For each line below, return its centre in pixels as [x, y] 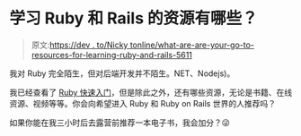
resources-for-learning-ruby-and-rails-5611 [112, 55]
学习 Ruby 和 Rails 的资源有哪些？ [133, 18]
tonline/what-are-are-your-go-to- [192, 45]
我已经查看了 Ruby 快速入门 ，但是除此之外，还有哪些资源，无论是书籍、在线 [151, 92]
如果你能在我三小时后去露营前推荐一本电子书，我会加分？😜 [120, 123]
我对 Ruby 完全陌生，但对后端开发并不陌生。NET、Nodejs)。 [122, 73]
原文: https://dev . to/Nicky [80, 45]
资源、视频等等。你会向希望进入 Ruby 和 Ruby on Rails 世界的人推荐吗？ [143, 103]
